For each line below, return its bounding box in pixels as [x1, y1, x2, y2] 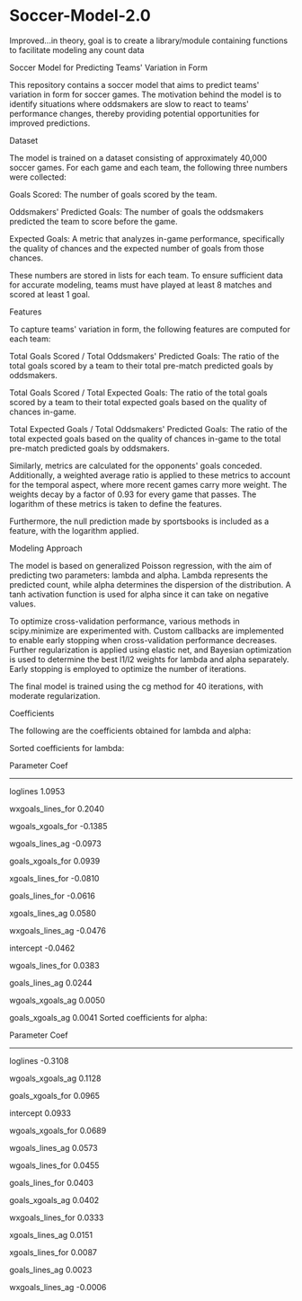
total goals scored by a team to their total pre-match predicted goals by [9, 360, 274, 371]
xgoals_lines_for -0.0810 [9, 872, 100, 883]
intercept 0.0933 [9, 1107, 72, 1119]
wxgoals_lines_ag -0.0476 [9, 925, 106, 935]
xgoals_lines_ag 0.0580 [9, 907, 97, 918]
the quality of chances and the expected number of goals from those [9, 243, 265, 253]
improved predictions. [9, 118, 91, 128]
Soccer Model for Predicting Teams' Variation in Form [9, 62, 209, 73]
